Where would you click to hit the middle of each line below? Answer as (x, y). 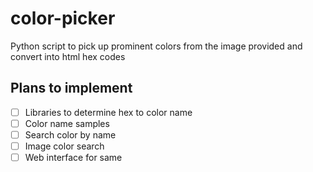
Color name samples (67, 123)
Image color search (64, 146)
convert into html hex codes (68, 56)
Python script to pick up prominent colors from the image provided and (156, 46)
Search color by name (70, 134)
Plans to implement (71, 88)
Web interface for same (73, 157)
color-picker (63, 18)
